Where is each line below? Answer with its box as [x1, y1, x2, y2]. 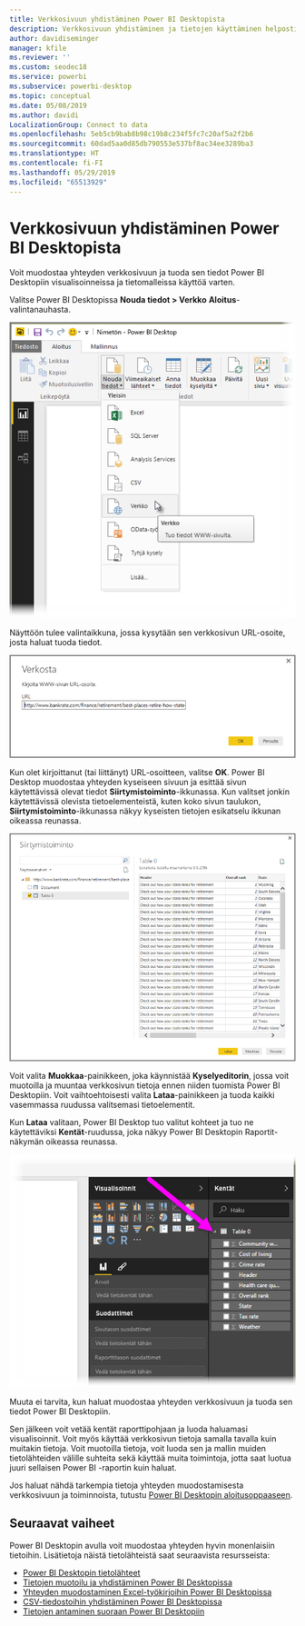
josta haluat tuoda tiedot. [9, 637, 103, 648]
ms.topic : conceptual [9, 91, 92, 100]
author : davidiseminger [9, 34, 100, 43]
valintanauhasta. [9, 304, 71, 315]
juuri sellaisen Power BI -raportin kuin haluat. [9, 1461, 177, 1472]
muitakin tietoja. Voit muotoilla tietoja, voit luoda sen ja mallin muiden [9, 1442, 266, 1453]
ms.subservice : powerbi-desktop [9, 82, 132, 91]
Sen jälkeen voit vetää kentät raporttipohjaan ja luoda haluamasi [9, 1423, 248, 1434]
